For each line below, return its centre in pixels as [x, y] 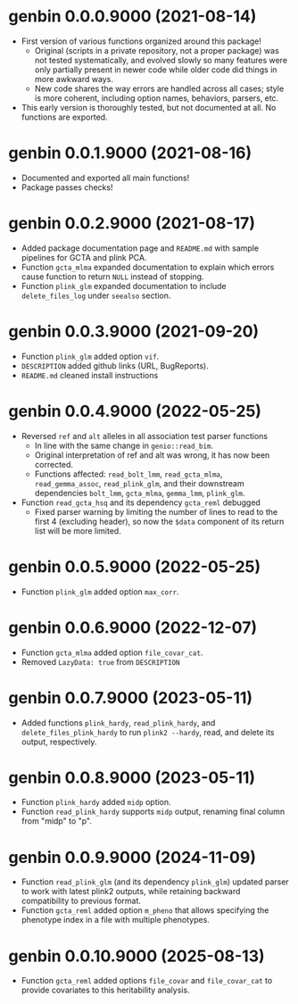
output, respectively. [59, 742]
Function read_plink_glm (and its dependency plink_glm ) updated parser [155, 882]
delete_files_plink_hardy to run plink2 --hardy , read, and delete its [148, 732]
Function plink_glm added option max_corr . [100, 592]
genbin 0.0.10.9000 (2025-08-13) [137, 956]
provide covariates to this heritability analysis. [105, 990]
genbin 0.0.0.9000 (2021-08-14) [132, 17]
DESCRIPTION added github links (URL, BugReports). [115, 365]
